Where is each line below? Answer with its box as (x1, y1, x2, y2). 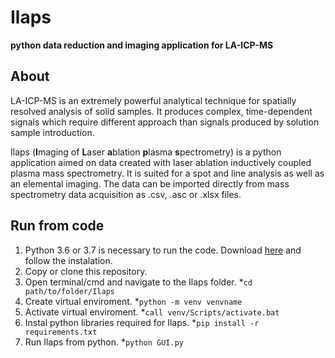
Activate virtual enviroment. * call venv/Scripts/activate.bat (24, 306, 280, 318)
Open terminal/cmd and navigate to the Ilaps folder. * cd (24, 276, 253, 288)
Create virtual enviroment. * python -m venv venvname (24, 295, 243, 307)
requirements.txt (24, 327, 98, 337)
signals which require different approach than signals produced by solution (10, 116, 320, 128)
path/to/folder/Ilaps (24, 286, 115, 296)
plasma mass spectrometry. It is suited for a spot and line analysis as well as (10, 167, 325, 179)
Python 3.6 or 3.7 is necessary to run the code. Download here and (24, 244, 302, 256)
